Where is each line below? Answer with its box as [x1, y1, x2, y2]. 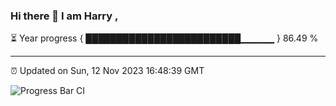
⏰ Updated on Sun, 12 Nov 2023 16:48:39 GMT [10, 65, 205, 77]
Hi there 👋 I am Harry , [10, 9, 119, 23]
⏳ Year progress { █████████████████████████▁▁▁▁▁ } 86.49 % [10, 32, 319, 44]
